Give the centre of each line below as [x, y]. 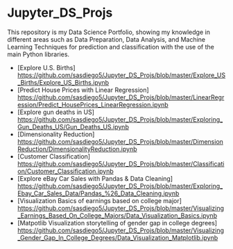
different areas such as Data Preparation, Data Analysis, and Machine [106, 39]
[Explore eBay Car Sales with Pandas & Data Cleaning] [95, 178]
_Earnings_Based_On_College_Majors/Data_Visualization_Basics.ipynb [117, 215]
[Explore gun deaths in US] [56, 112]
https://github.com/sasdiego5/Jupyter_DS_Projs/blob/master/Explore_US [121, 75]
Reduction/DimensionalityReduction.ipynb [77, 149]
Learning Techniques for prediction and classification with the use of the [111, 47]
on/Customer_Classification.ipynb [66, 171]
